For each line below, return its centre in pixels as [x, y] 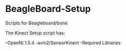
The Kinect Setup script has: [35, 33]
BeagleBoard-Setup [48, 9]
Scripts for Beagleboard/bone [36, 23]
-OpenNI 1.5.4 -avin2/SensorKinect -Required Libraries [63, 43]
